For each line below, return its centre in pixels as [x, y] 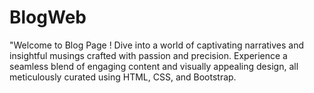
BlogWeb [48, 17]
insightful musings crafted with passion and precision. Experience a [148, 55]
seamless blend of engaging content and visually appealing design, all [154, 66]
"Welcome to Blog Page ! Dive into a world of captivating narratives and [157, 45]
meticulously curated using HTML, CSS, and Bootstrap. [123, 77]
